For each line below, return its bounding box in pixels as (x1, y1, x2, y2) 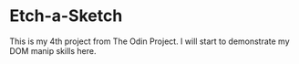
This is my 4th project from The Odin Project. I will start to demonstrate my (9, 36, 290, 47)
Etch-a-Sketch (9, 5, 123, 27)
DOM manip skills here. (9, 45, 97, 56)
